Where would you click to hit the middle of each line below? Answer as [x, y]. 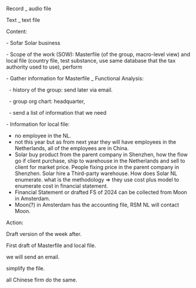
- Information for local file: [38, 124]
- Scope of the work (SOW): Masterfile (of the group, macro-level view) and [98, 54]
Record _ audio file [29, 9]
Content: [17, 31]
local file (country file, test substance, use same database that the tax [91, 61]
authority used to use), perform [44, 67]
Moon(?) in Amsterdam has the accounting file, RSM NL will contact [97, 205]
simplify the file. [26, 268]
